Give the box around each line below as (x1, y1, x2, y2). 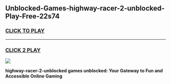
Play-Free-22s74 (5, 12, 60, 21)
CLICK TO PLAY (5, 27, 45, 35)
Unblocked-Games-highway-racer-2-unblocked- (5, 4, 165, 13)
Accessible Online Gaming (5, 73, 63, 79)
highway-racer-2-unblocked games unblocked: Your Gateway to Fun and (5, 67, 163, 73)
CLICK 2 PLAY (5, 46, 41, 53)
